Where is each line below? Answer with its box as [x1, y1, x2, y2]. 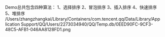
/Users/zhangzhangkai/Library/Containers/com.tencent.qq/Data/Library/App [5, 16, 161, 22]
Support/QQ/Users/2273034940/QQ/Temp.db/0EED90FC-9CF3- [21, 21, 153, 27]
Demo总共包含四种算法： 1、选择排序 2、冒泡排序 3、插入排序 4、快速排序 [5, 4, 157, 10]
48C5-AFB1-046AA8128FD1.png [5, 27, 71, 32]
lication [5, 21, 20, 27]
